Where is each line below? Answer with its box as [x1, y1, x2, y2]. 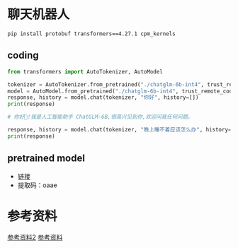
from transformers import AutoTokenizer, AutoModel [7, 68, 163, 75]
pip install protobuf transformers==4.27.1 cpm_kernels [7, 30, 176, 37]
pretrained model [7, 153, 85, 165]
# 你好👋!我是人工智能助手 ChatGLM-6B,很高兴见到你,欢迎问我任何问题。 [7, 114, 193, 121]
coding [7, 49, 39, 61]
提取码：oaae [17, 181, 58, 189]
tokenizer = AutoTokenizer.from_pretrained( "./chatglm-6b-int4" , [7, 81, 204, 88]
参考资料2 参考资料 [7, 232, 63, 241]
